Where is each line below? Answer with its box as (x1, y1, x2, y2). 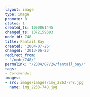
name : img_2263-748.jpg (9, 84, 57, 90)
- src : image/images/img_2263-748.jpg (5, 80, 84, 85)
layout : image (5, 7, 34, 12)
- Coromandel (5, 71, 32, 76)
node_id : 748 (5, 35, 32, 40)
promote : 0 (5, 16, 27, 21)
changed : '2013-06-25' (5, 48, 51, 53)
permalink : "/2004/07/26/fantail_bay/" (5, 62, 86, 67)
